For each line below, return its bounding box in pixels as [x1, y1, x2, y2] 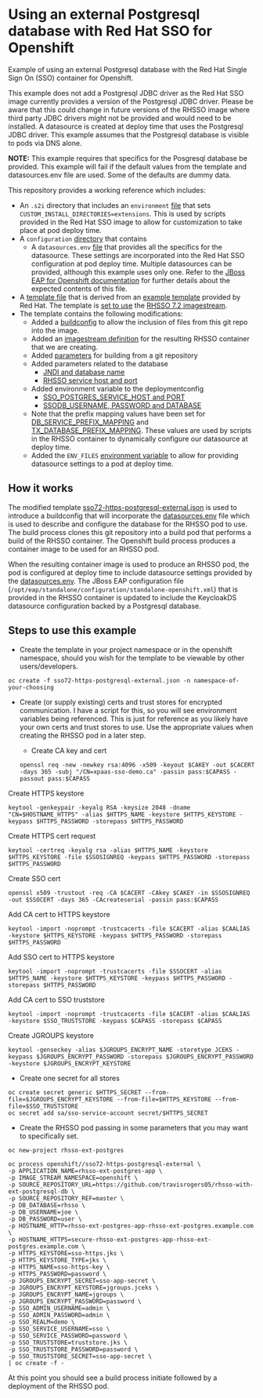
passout [19, 774, 45, 782]
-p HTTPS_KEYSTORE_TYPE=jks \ [8, 1256, 107, 1264]
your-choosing [8, 683, 55, 691]
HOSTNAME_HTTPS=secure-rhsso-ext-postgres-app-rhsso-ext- [18, 1236, 212, 1243]
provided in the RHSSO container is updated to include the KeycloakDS [8, 592, 237, 602]
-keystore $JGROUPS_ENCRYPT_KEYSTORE [8, 1059, 131, 1068]
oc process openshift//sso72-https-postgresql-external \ [8, 1160, 201, 1168]
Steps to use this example [8, 624, 137, 637]
